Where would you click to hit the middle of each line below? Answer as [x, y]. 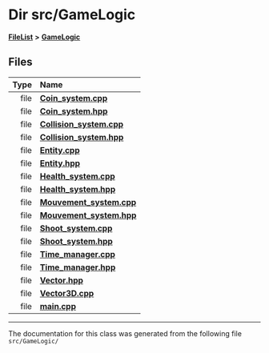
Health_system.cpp [78, 176]
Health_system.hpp [78, 189]
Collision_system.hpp [82, 137]
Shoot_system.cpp [76, 228]
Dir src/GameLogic [72, 15]
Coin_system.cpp [74, 98]
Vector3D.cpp [67, 293]
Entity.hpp [60, 163]
